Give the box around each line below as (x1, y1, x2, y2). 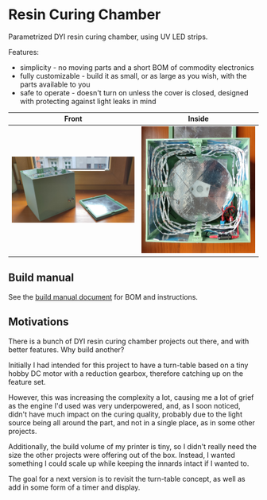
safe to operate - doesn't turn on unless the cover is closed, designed (19, 87, 249, 97)
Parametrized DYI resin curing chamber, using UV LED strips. (8, 32, 208, 41)
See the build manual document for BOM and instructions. (8, 292, 199, 301)
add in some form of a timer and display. (8, 483, 141, 492)
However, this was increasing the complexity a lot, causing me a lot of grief (8, 392, 254, 402)
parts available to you (19, 79, 91, 89)
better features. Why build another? (8, 344, 125, 355)
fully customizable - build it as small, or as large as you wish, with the (19, 71, 247, 80)
